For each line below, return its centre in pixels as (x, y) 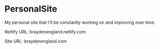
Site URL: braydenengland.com (36, 41)
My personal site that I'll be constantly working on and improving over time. (80, 22)
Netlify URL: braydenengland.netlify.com (45, 32)
